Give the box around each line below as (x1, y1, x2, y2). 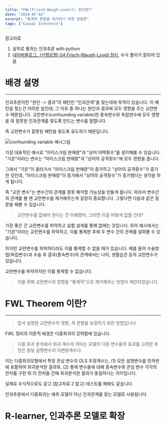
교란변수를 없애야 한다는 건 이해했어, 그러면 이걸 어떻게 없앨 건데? (17, 212, 144, 218)
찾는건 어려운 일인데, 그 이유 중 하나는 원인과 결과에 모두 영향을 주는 (14, 106, 145, 111)
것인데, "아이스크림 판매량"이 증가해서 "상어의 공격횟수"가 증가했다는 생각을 (10, 172, 156, 178)
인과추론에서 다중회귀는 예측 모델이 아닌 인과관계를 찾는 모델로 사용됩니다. (5, 391, 148, 397)
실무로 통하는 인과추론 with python (12, 46, 80, 52)
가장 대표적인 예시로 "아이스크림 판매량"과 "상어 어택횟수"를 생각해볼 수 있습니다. (5, 150, 161, 156)
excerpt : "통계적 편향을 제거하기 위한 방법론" (5, 16, 89, 21)
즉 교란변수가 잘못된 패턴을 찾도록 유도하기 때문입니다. (5, 128, 110, 134)
